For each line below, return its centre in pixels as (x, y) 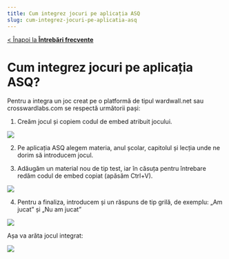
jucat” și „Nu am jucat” (49, 209)
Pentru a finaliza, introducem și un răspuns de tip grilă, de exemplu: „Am (120, 202)
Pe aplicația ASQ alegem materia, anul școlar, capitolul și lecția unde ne (119, 148)
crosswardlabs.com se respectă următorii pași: (74, 108)
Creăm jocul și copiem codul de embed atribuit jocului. (94, 122)
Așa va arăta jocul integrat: (45, 236)
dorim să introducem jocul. (55, 155)
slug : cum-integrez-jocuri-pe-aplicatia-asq (72, 20)
